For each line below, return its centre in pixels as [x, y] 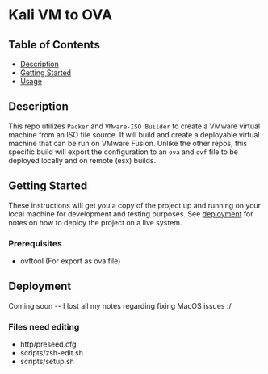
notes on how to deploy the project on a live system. [95, 222]
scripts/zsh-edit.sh [51, 353]
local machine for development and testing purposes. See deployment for [131, 214]
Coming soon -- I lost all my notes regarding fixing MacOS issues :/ [120, 305]
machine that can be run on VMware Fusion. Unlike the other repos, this [128, 143]
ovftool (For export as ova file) [70, 261]
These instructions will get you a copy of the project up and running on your [134, 205]
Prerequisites [35, 243]
